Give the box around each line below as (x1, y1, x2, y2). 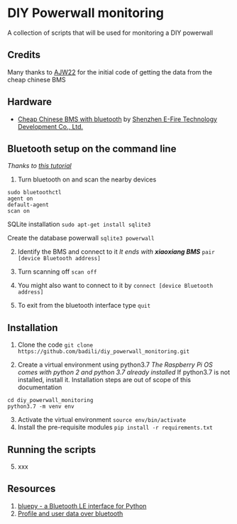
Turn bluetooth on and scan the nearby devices (17, 175, 157, 184)
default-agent (7, 201, 50, 208)
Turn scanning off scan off (17, 267, 97, 276)
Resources (7, 483, 56, 495)
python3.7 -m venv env (7, 403, 75, 411)
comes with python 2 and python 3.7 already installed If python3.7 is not (17, 368, 231, 377)
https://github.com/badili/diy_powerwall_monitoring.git (17, 348, 190, 355)
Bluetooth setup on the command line (7, 143, 177, 155)
